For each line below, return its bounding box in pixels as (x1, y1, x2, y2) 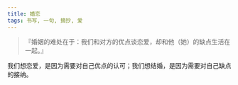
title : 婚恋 (7, 10, 40, 18)
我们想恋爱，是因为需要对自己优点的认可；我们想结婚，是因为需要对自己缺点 (7, 61, 232, 69)
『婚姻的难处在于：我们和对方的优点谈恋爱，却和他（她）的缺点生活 (24, 37, 225, 46)
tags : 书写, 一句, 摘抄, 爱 (7, 17, 83, 24)
